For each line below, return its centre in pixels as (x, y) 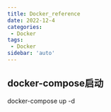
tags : (15, 40)
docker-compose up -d (41, 101)
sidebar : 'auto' (31, 54)
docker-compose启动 (55, 83)
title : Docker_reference (44, 14)
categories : (25, 27)
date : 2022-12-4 (31, 20)
